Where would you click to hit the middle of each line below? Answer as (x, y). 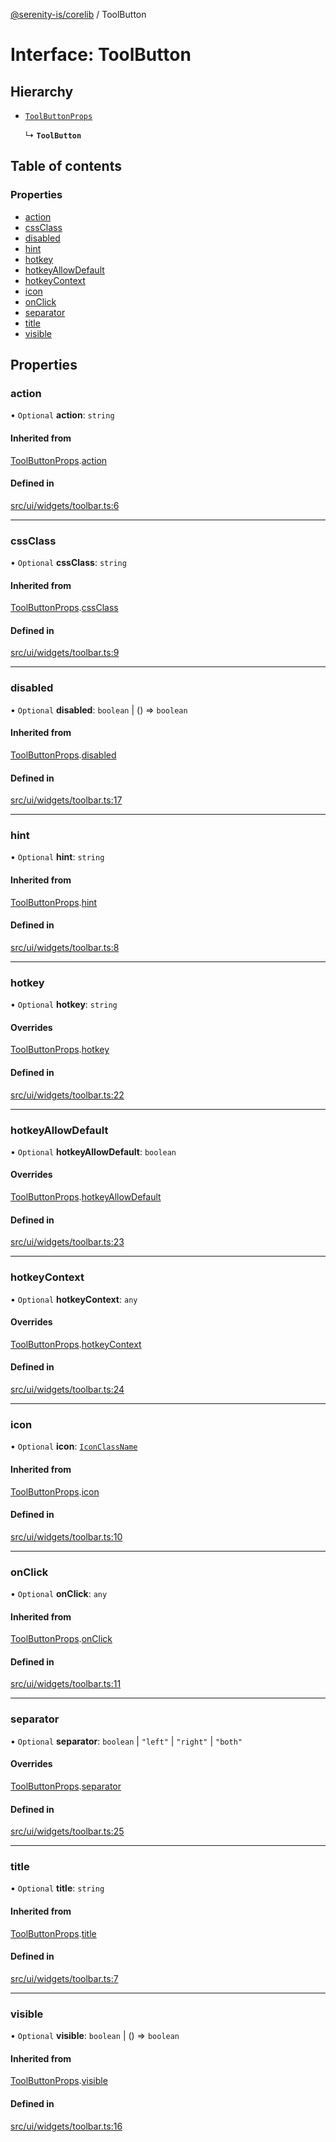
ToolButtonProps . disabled (63, 755)
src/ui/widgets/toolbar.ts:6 (65, 505)
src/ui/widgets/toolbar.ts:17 (66, 800)
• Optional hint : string (57, 857)
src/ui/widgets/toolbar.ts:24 (67, 1389)
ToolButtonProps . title (53, 1933)
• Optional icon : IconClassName (74, 1446)
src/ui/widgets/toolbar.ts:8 (65, 947)
